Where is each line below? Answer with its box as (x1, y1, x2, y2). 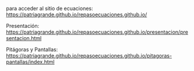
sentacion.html (6, 35, 42, 41)
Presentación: (6, 23, 40, 29)
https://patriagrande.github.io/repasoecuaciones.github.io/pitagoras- (6, 52, 172, 59)
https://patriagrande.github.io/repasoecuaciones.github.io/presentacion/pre (6, 29, 188, 35)
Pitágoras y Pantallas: (6, 46, 58, 53)
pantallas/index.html (6, 58, 55, 65)
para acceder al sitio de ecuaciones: (6, 5, 93, 12)
